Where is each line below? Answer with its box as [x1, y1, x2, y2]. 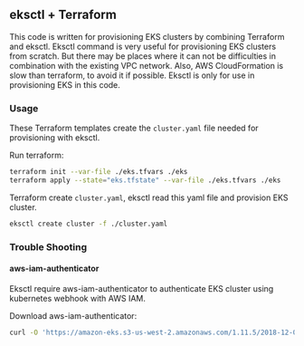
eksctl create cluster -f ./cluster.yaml [9, 219, 168, 228]
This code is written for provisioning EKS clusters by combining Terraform [9, 31, 285, 42]
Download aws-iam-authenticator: [9, 310, 138, 321]
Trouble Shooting [9, 240, 88, 253]
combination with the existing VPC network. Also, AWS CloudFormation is [9, 60, 284, 71]
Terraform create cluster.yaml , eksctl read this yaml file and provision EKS [9, 192, 289, 203]
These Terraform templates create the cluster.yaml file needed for [9, 122, 260, 134]
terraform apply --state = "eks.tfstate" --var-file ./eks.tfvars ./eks [9, 176, 281, 185]
